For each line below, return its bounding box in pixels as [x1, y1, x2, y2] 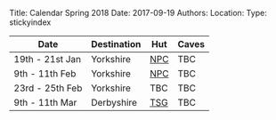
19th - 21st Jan [13, 53, 82, 65]
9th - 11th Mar [13, 97, 77, 108]
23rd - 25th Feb [13, 82, 83, 94]
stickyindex [9, 17, 52, 28]
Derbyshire [90, 97, 138, 108]
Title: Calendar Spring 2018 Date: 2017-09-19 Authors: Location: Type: [9, 8, 267, 18]
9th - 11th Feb [13, 68, 77, 79]
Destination [90, 38, 142, 50]
